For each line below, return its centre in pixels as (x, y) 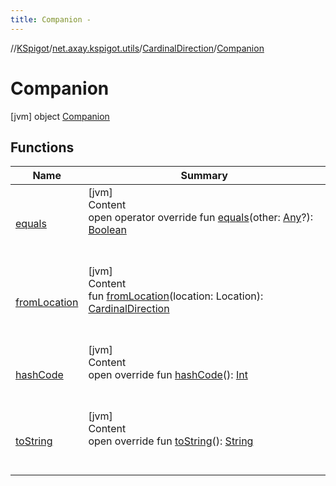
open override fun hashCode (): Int (168, 375)
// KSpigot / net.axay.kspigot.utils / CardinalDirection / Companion (137, 48)
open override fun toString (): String (171, 441)
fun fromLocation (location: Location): (176, 296)
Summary (204, 176)
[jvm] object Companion (60, 116)
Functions (42, 147)
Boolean (107, 230)
